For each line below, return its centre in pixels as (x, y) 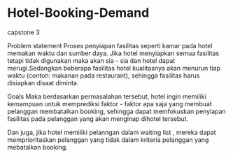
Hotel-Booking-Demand (78, 13)
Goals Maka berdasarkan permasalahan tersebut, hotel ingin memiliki (107, 96)
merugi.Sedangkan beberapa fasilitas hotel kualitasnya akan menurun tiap (114, 68)
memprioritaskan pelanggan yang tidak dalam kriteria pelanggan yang (108, 139)
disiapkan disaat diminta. (43, 82)
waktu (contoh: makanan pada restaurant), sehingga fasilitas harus (104, 76)
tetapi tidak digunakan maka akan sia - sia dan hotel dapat (91, 60)
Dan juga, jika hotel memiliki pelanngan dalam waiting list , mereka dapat (112, 132)
